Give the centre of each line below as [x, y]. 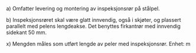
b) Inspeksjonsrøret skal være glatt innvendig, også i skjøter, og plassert [94, 20]
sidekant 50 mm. [27, 32]
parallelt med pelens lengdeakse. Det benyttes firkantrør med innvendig [94, 26]
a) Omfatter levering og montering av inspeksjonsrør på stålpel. [83, 9]
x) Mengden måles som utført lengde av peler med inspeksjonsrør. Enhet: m [98, 44]
